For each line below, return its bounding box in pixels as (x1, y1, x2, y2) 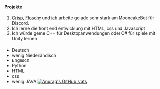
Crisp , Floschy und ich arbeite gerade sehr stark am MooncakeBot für (11, 15, 154, 21)
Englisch (11, 57, 30, 63)
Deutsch (11, 47, 29, 53)
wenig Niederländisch (11, 52, 56, 58)
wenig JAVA (11, 78, 37, 84)
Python (11, 62, 27, 68)
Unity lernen (11, 36, 38, 42)
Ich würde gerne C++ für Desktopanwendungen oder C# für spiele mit (11, 30, 156, 36)
